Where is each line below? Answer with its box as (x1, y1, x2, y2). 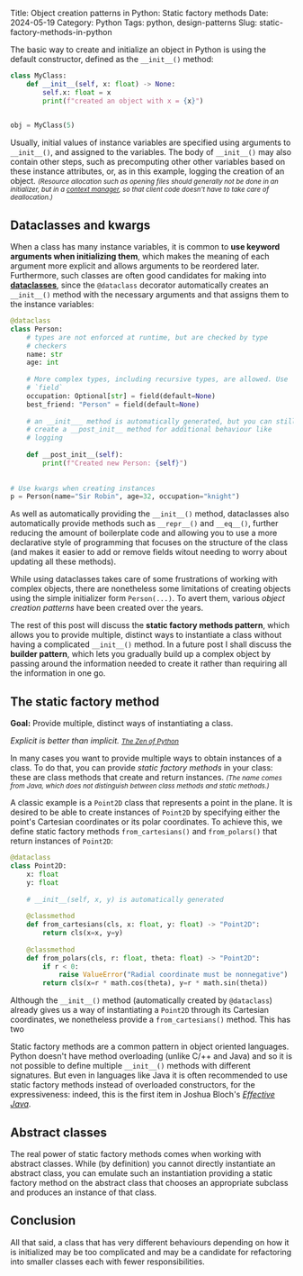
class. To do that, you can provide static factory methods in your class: (10, 762, 273, 773)
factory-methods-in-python (10, 27, 112, 37)
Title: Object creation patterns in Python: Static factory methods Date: (10, 8, 269, 18)
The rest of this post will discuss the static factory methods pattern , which (10, 620, 290, 631)
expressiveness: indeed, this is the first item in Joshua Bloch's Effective (10, 1089, 275, 1100)
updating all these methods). (10, 556, 116, 567)
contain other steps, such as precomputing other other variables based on (10, 157, 286, 168)
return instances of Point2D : (10, 835, 113, 846)
